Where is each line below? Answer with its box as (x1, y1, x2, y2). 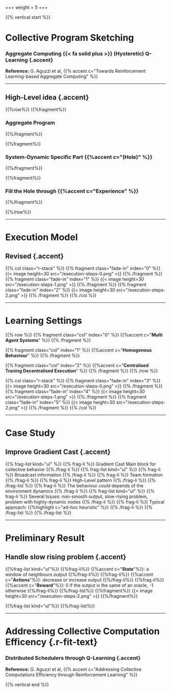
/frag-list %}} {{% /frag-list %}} (5, 510, 72, 516)
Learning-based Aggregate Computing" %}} (5, 73, 98, 79)
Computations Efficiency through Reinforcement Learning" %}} (5, 672, 137, 678)
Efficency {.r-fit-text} (5, 636, 98, 648)
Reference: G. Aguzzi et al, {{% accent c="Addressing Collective (5, 666, 141, 672)
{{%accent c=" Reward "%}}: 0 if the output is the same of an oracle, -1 (5, 583, 154, 589)
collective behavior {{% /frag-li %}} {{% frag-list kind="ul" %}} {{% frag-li (5, 466, 161, 473)
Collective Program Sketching (5, 32, 134, 44)
